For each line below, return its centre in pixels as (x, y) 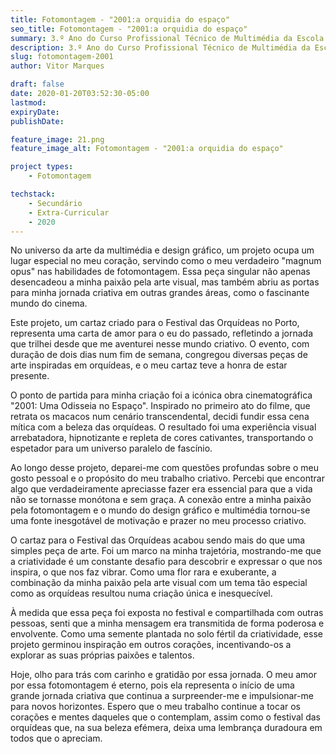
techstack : (33, 194)
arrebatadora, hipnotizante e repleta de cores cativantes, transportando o (162, 438)
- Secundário (55, 203)
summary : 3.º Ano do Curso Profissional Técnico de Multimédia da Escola (167, 38)
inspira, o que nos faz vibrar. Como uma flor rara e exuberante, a (143, 572)
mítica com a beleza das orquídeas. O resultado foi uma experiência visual (163, 427)
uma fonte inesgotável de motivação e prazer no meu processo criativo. (158, 521)
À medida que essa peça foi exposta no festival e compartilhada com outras (167, 613)
